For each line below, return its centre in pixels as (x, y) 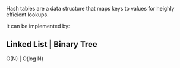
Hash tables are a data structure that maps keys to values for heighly (90, 8)
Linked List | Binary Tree (52, 44)
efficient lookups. (27, 15)
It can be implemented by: (38, 26)
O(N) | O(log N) (25, 59)
